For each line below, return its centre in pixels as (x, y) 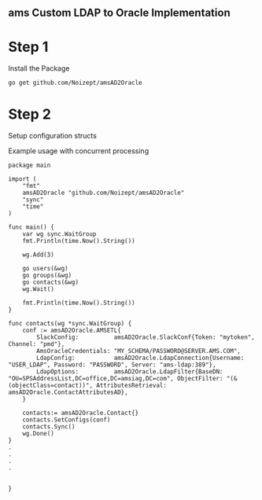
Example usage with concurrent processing (79, 151)
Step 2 (30, 114)
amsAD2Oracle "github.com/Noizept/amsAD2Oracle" (103, 193)
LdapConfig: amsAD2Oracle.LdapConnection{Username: (140, 358)
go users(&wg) (45, 269)
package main (30, 165)
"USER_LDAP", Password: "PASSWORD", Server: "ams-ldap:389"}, (112, 365)
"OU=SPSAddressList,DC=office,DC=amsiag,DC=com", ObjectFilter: (116, 379)
